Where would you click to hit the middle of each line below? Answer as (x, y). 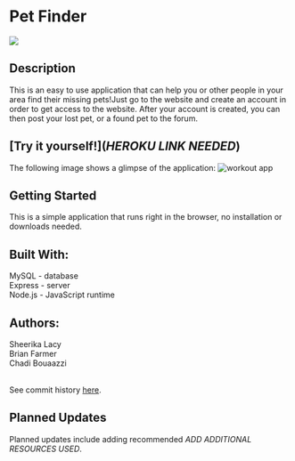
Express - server (40, 286)
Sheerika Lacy (36, 344)
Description (42, 69)
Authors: (34, 323)
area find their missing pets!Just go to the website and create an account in (148, 99)
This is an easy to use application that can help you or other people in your (146, 90)
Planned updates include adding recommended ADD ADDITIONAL (131, 439)
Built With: (39, 254)
